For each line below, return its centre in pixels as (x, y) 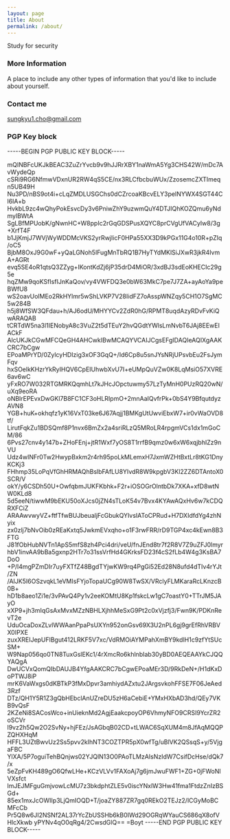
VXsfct (16, 778)
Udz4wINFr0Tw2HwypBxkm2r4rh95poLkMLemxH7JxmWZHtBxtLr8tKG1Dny (115, 457)
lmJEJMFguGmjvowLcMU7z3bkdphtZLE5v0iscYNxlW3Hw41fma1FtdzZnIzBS (115, 786)
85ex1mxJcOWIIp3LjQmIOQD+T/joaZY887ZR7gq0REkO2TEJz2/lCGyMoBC (113, 800)
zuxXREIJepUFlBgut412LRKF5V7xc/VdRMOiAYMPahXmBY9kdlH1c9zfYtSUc (115, 640)
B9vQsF (19, 706)
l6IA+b (16, 201)
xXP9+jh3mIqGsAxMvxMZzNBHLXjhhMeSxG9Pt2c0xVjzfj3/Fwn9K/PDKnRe (115, 611)
